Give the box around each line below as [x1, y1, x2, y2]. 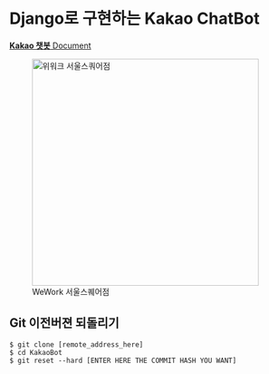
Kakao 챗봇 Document [9, 40, 92, 51]
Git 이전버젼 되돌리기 [9, 315, 120, 331]
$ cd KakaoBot [9, 348, 63, 357]
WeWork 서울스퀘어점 [32, 286, 110, 297]
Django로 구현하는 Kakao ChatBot [9, 8, 260, 29]
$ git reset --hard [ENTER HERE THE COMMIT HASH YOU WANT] [9, 356, 237, 365]
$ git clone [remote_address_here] [9, 340, 144, 349]
